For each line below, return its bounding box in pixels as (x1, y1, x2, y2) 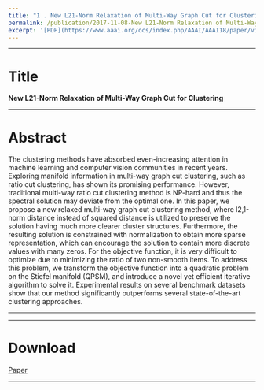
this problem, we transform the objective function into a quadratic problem (8, 263, 249, 273)
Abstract (8, 128, 67, 147)
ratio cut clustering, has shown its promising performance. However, (8, 180, 230, 189)
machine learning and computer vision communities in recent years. (8, 163, 228, 173)
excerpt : (8, 26, 37, 34)
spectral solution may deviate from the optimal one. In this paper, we (8, 196, 230, 206)
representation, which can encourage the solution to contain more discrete (8, 238, 250, 248)
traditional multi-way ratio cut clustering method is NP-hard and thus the (8, 188, 243, 198)
